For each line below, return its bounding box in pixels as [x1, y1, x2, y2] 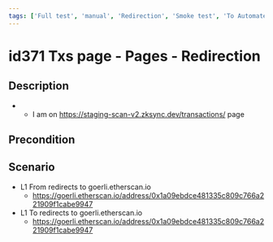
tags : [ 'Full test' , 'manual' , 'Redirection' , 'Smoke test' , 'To [8, 11, 235, 20]
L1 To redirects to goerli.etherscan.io [19, 208, 143, 218]
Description [8, 79, 69, 93]
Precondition [8, 133, 76, 147]
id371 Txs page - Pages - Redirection [8, 46, 262, 65]
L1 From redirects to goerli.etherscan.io [19, 182, 152, 192]
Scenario [8, 160, 55, 175]
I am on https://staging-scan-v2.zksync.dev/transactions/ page [32, 109, 245, 119]
